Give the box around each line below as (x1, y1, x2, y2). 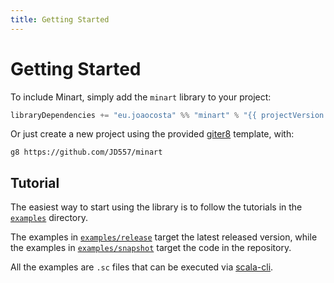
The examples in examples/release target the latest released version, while (10, 231, 318, 243)
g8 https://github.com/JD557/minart (10, 147, 163, 158)
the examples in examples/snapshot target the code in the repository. (10, 242, 292, 254)
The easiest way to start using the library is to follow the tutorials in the (10, 201, 303, 213)
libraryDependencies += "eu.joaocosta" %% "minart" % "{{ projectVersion (10, 110, 325, 120)
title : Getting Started (10, 14, 110, 25)
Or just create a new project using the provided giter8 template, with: (10, 128, 295, 140)
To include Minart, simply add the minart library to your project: (10, 91, 272, 103)
